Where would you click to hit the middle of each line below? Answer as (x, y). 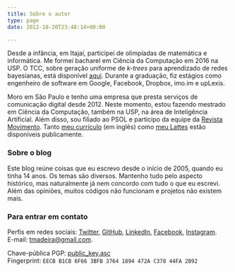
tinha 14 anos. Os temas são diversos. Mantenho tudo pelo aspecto (105, 176)
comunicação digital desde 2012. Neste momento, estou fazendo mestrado (116, 105)
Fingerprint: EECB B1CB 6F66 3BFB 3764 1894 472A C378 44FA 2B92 (103, 260)
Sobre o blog (29, 153)
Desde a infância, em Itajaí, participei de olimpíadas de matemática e (107, 53)
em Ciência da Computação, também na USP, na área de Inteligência (108, 112)
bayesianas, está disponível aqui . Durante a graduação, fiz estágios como (115, 76)
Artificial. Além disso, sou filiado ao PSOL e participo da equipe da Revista (115, 119)
